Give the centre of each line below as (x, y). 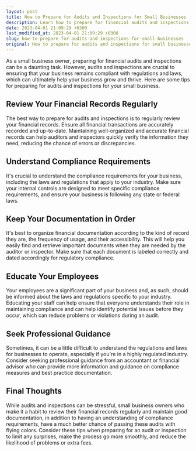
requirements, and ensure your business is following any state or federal (93, 194)
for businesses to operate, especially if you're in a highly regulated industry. (97, 354)
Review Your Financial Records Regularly (82, 104)
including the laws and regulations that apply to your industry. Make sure (93, 182)
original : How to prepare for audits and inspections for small (86, 45)
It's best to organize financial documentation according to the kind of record (98, 233)
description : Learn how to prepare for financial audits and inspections (98, 22)
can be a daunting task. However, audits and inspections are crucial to (90, 67)
